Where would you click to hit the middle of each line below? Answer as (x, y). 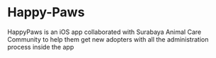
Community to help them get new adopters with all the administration (108, 39)
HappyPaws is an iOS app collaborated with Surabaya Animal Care (104, 32)
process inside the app (41, 47)
